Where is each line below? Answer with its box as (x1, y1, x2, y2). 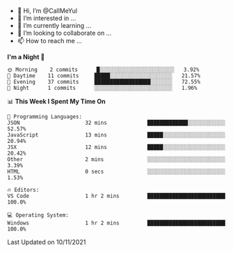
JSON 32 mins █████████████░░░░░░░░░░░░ (7, 119, 226, 126)
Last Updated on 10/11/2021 (7, 238, 86, 246)
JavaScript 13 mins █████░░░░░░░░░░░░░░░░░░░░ (7, 132, 226, 139)
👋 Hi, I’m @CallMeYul (17, 7, 78, 15)
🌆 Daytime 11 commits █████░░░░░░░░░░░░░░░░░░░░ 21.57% (7, 72, 200, 79)
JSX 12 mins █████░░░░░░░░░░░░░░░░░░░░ (7, 144, 226, 151)
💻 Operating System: (7, 212, 70, 219)
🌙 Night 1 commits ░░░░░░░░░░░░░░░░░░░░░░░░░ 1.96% (7, 84, 198, 91)
